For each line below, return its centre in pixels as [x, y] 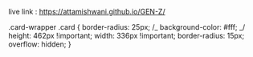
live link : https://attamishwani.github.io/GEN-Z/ [87, 12]
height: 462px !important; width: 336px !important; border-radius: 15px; [126, 36]
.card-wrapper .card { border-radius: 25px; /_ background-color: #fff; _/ [127, 27]
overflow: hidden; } [40, 44]
